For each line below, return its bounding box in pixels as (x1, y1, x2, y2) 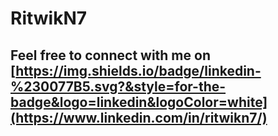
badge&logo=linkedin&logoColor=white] (10, 93, 268, 111)
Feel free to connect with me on (10, 47, 211, 64)
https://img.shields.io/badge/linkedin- (15, 62, 262, 79)
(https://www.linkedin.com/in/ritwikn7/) (10, 109, 268, 126)
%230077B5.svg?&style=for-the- (10, 78, 227, 95)
